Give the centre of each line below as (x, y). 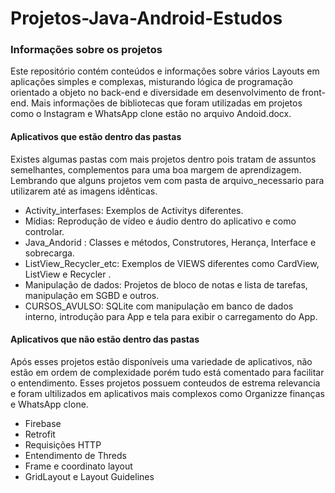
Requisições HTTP (63, 444)
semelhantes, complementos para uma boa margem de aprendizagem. (156, 169)
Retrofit (40, 434)
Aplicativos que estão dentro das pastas (96, 137)
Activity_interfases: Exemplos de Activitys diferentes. (134, 210)
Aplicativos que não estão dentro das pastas (105, 339)
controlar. (44, 231)
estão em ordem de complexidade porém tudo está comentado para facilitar (167, 372)
